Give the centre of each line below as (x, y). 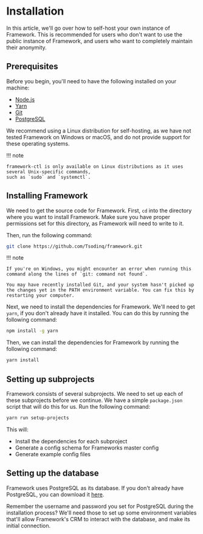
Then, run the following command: (49, 235)
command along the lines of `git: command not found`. (77, 274)
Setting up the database (53, 473)
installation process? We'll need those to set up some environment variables (101, 513)
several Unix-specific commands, (49, 172)
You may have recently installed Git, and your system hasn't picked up (100, 285)
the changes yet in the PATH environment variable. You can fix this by (100, 290)
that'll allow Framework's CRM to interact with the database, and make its (98, 519)
